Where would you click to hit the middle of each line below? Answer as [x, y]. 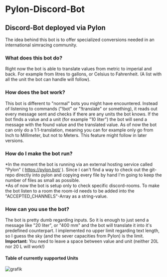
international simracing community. [41, 45]
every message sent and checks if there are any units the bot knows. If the [82, 114]
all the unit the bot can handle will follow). [48, 79]
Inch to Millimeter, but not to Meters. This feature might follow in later [76, 135]
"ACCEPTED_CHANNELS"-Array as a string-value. [57, 196]
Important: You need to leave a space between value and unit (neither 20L [82, 241]
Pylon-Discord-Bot [45, 9]
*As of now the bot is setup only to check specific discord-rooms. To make [82, 185]
